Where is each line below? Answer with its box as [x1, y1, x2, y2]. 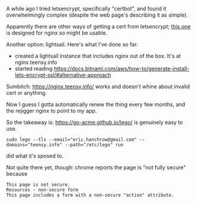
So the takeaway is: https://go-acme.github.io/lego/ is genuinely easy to [6, 119, 183, 126]
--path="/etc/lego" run [64, 142, 124, 148]
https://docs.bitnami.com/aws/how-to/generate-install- [54, 65, 190, 72]
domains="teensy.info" [6, 142, 62, 148]
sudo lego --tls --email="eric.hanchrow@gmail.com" [6, 137, 137, 143]
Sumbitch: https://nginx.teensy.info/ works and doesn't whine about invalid [6, 83, 190, 90]
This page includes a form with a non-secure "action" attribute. [6, 192, 174, 198]
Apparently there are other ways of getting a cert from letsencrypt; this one [6, 23, 191, 30]
